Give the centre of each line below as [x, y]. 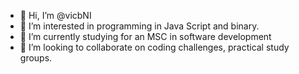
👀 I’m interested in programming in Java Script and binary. [139, 26]
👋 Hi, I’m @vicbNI [55, 15]
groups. [36, 58]
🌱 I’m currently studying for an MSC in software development [145, 36]
